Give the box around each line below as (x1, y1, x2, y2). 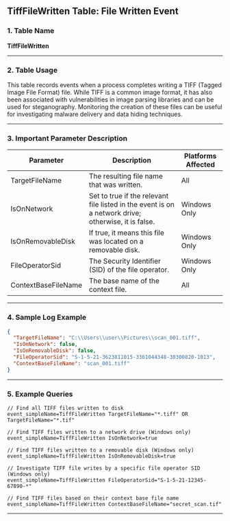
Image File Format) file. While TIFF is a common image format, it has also (7, 88, 213, 96)
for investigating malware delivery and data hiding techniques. (7, 110, 183, 118)
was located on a (88, 237, 144, 246)
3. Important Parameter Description (7, 133, 128, 143)
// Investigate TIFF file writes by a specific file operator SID (7, 465, 201, 472)
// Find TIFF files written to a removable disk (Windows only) (7, 447, 194, 454)
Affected (186, 160, 216, 170)
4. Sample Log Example (7, 312, 87, 322)
